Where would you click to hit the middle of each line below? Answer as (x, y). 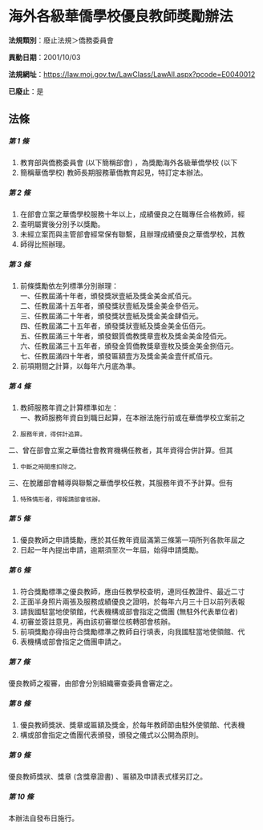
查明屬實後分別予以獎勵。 (62, 225)
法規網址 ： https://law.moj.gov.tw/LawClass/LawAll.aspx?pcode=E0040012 (132, 74)
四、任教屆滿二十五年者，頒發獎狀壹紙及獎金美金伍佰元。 (115, 326)
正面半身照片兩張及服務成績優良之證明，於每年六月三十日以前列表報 (132, 601)
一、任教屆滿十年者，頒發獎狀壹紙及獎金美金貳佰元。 (108, 296)
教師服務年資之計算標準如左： (69, 408)
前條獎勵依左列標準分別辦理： (69, 286)
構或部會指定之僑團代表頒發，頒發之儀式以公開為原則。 (111, 735)
